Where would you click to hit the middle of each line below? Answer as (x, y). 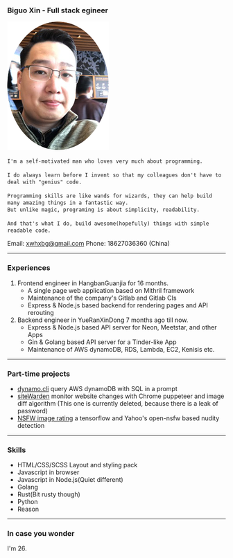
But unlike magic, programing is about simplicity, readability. (103, 210)
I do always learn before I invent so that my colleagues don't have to (114, 175)
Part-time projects (39, 374)
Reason (28, 509)
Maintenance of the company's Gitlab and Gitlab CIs (102, 298)
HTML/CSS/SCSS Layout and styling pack (77, 465)
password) (33, 411)
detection (31, 425)
